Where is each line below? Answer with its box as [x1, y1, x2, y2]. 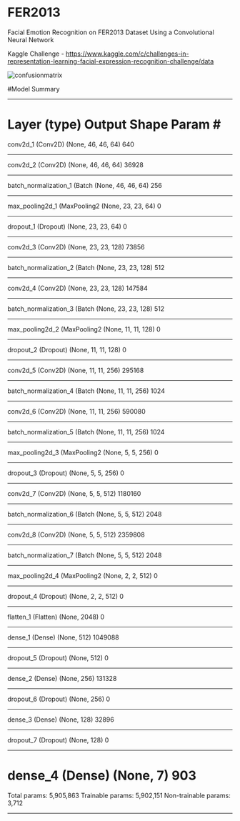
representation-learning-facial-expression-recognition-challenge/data [7, 56, 214, 65]
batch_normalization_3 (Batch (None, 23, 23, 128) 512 [7, 304, 165, 313]
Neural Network [7, 35, 54, 44]
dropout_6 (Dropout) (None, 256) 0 [7, 695, 111, 703]
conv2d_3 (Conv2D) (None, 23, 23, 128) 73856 [7, 242, 145, 251]
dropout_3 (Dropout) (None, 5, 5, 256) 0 [7, 469, 125, 477]
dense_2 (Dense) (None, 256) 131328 [7, 674, 117, 682]
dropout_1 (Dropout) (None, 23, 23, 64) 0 [7, 222, 127, 231]
